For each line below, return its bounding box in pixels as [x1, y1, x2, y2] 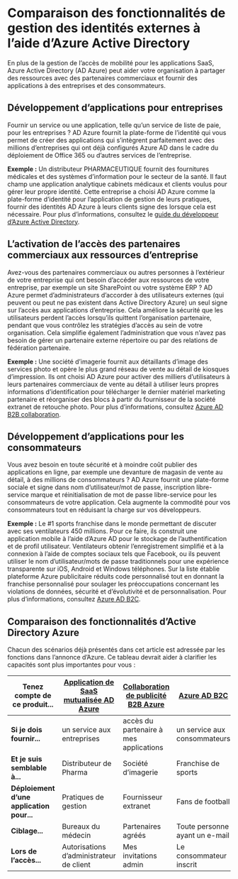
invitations [123, 851, 157, 861]
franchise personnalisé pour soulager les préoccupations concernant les [7, 580, 220, 589]
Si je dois [11, 725, 42, 735]
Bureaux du [62, 821, 101, 831]
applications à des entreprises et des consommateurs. [7, 81, 166, 89]
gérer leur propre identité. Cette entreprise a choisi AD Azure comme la [7, 187, 215, 196]
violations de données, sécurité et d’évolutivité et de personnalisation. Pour [7, 587, 227, 596]
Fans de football [176, 797, 230, 807]
